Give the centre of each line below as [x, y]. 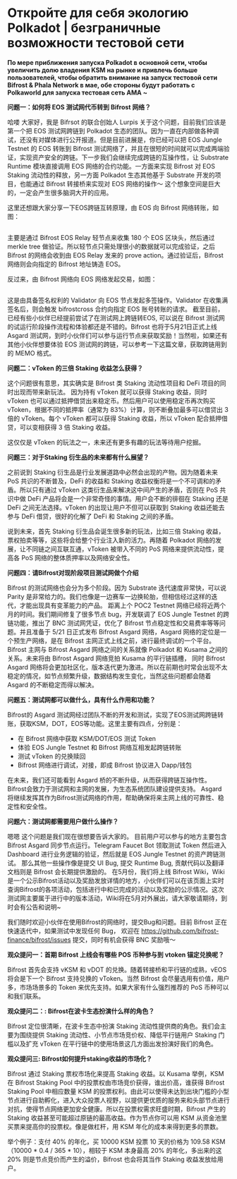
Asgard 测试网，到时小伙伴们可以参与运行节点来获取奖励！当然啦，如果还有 [117, 335]
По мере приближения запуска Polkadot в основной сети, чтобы [108, 62]
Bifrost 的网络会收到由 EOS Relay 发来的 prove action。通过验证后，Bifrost [115, 255]
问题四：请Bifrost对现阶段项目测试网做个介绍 [73, 572]
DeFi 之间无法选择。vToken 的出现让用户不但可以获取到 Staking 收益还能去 [116, 507]
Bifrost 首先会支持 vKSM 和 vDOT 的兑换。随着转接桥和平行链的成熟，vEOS [117, 969]
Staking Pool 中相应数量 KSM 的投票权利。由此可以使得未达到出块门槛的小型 [119, 1091]
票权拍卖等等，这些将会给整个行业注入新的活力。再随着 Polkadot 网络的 [111, 540]
